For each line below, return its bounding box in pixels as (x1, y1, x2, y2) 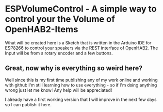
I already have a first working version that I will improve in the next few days (5, 97, 157, 102)
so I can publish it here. (5, 101, 52, 107)
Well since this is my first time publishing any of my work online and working (5, 77, 158, 83)
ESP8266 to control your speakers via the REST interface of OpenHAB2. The (5, 45, 158, 51)
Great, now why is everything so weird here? (5, 64, 143, 72)
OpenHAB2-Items (5, 24, 79, 35)
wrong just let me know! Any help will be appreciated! (5, 87, 112, 93)
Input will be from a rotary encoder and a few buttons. (5, 50, 113, 56)
